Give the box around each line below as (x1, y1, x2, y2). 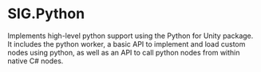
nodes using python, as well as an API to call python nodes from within (7, 47, 240, 57)
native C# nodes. (7, 56, 64, 66)
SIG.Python (7, 5, 85, 23)
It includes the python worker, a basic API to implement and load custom (7, 39, 246, 48)
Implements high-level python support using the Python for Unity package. (7, 31, 254, 40)
